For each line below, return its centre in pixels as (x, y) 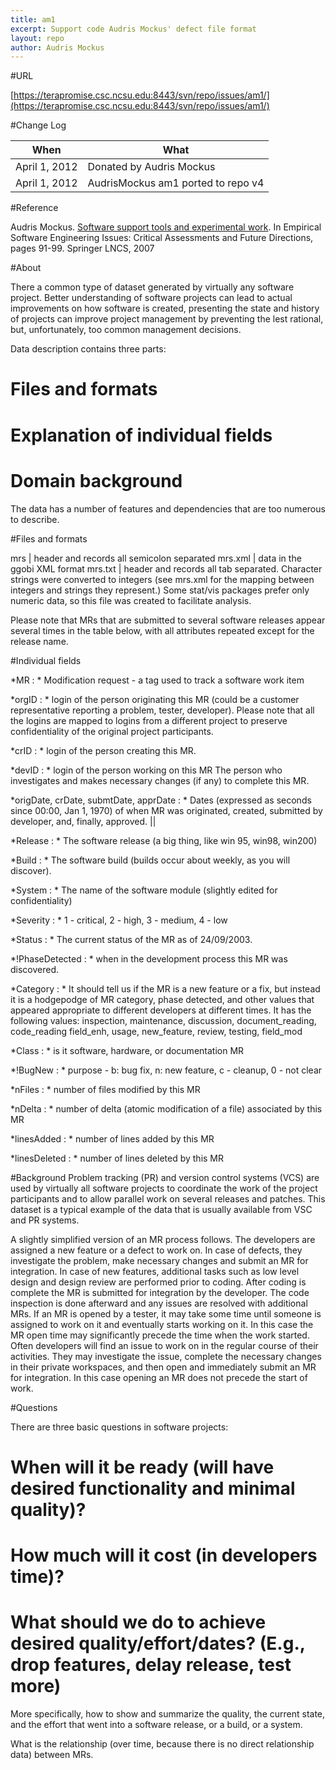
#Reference (34, 208)
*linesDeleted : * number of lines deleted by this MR (117, 1158)
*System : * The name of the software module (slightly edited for (144, 890)
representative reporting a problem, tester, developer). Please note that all (162, 710)
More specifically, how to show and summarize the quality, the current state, (168, 1713)
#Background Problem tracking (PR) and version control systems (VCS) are (165, 1177)
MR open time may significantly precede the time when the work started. (160, 1335)
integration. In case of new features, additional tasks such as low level (155, 1271)
